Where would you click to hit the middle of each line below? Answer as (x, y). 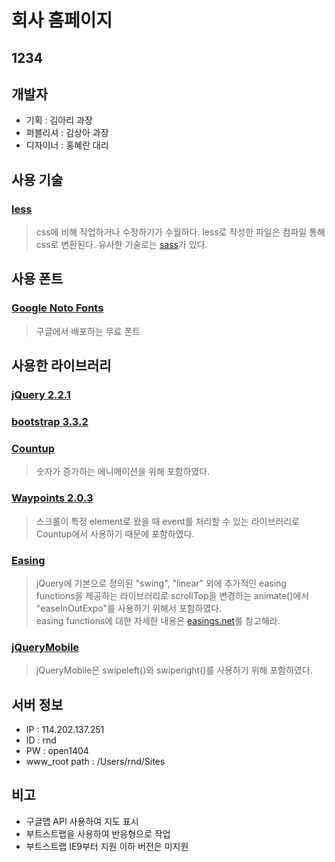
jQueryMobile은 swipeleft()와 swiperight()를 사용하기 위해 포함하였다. (174, 670)
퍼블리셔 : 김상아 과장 (67, 133)
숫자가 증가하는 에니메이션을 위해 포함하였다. (123, 472)
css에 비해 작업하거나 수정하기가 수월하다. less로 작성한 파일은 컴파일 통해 (180, 232)
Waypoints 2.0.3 (52, 498)
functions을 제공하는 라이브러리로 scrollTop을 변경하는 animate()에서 (172, 595)
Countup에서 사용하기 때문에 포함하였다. (115, 533)
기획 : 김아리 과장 (59, 120)
